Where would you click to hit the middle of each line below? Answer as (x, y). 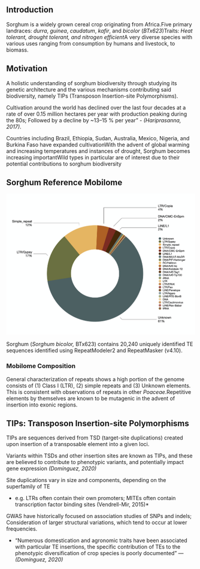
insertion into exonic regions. (42, 405)
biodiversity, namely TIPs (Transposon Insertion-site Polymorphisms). (92, 96)
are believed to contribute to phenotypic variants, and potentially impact (95, 462)
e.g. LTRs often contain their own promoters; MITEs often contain (95, 498)
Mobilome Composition (41, 366)
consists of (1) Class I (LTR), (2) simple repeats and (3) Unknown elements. (99, 386)
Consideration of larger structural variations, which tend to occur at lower (97, 523)
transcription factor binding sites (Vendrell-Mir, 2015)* (82, 505)
